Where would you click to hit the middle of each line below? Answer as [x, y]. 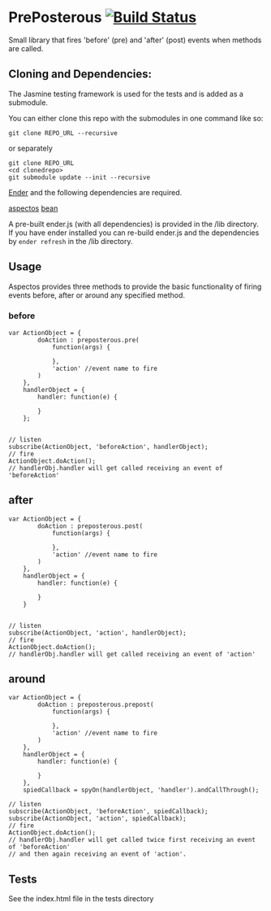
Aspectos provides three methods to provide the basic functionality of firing [135, 286]
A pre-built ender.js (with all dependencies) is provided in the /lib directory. [134, 224]
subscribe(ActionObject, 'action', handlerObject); [97, 633]
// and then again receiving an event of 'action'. [97, 854]
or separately [30, 148]
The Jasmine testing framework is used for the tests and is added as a [126, 94]
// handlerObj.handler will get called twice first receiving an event [132, 840]
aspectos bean [33, 208]
